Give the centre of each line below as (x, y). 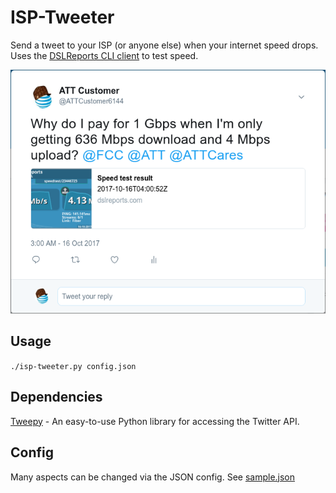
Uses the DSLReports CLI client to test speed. (104, 55)
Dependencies (56, 397)
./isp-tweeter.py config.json (73, 366)
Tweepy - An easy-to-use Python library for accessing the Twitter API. (155, 421)
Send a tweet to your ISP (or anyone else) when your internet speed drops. (164, 45)
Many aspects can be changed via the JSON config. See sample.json (153, 477)
